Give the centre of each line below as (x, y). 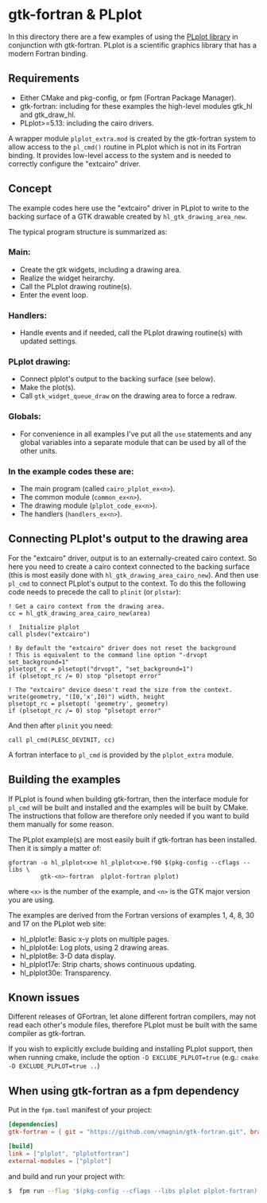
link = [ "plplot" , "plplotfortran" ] (69, 1154)
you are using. (32, 899)
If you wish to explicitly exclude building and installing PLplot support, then (130, 1049)
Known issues (44, 998)
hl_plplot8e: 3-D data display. (68, 956)
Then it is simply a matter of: (55, 848)
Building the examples (64, 780)
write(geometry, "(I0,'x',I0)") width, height (87, 697)
